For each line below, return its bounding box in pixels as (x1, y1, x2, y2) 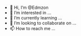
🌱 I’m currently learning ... (9, 15, 62, 20)
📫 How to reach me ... (9, 26, 55, 31)
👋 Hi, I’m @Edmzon (9, 5, 49, 10)
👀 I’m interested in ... (9, 10, 52, 16)
